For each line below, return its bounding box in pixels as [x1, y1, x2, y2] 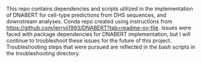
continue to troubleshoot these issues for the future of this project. [6, 37, 172, 44]
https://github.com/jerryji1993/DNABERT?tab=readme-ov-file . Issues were [6, 24, 191, 31]
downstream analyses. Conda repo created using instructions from [6, 18, 173, 25]
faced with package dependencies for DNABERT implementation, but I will [6, 31, 191, 38]
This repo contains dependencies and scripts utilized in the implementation [6, 5, 193, 12]
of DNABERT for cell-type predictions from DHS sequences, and [6, 11, 167, 19]
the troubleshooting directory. [6, 50, 80, 56]
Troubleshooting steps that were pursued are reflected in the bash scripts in [6, 43, 196, 50]
